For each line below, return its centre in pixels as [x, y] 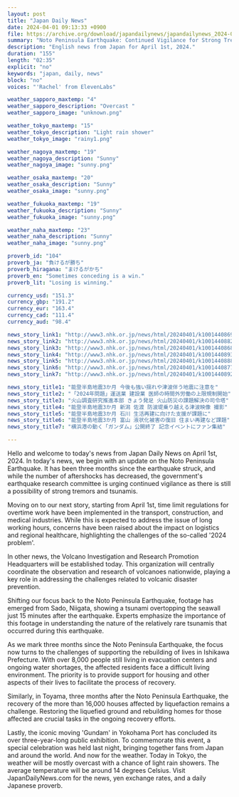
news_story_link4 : [34, 354]
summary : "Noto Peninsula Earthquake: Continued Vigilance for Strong [114, 41]
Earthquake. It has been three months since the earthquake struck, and [111, 468]
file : [15, 34]
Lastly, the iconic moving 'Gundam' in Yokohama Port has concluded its [112, 733]
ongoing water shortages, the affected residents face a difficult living [108, 667]
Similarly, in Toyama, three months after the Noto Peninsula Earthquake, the [118, 696]
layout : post [27, 14]
